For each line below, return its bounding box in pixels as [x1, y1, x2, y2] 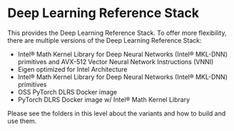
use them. [7, 116, 37, 125]
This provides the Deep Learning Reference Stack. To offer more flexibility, [7, 28, 227, 37]
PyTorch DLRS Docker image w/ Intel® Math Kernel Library [17, 95, 190, 104]
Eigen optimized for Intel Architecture [17, 65, 128, 73]
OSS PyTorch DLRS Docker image [17, 88, 118, 96]
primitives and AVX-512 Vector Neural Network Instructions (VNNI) [17, 57, 214, 65]
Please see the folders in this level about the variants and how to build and [7, 109, 226, 117]
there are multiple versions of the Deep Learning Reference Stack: [7, 36, 202, 44]
